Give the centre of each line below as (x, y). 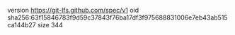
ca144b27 (22, 25)
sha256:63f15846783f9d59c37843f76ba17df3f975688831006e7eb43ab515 (117, 17)
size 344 (51, 25)
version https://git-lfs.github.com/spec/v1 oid (73, 10)
